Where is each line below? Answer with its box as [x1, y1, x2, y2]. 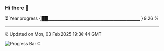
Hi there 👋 [5, 4, 29, 11]
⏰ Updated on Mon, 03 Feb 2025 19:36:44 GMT [5, 31, 102, 37]
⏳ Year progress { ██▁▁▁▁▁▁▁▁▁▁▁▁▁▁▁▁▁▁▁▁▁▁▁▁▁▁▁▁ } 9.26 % [5, 15, 159, 21]
